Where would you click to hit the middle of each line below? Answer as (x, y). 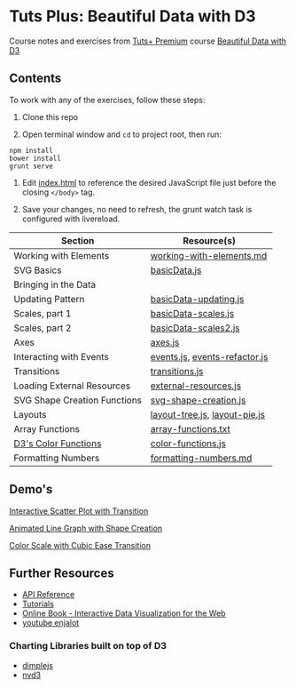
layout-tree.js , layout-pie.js (208, 414)
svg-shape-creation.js (198, 400)
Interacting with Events (61, 356)
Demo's (31, 489)
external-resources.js (196, 386)
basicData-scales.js (192, 313)
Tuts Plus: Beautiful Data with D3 (132, 16)
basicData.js (176, 270)
